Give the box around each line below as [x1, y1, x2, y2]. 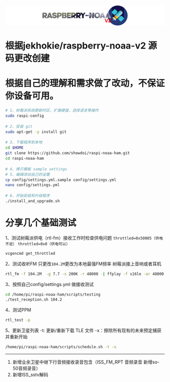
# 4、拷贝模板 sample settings [5, 166, 67, 172]
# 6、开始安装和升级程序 [5, 193, 50, 199]
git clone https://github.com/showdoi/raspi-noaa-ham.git [5, 151, 130, 156]
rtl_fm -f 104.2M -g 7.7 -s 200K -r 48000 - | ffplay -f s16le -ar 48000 [5, 271, 164, 276]
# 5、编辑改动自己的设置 [5, 172, 50, 177]
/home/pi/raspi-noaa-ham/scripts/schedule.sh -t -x [5, 345, 116, 350]
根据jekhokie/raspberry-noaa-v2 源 [5, 40, 157, 52]
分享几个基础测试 [5, 217, 77, 229]
